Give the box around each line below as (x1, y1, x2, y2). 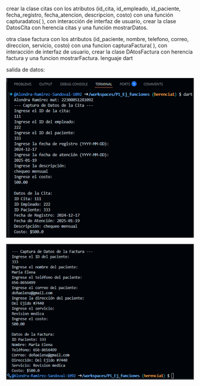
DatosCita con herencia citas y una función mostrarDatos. (6, 24, 148, 31)
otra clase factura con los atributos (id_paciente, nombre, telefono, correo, (6, 36, 189, 42)
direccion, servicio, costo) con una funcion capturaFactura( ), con (6, 42, 168, 49)
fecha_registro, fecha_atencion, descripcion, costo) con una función (6, 11, 174, 18)
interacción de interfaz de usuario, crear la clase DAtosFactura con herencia (6, 48, 193, 55)
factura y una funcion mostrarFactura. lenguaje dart (6, 55, 133, 61)
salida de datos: (6, 66, 45, 73)
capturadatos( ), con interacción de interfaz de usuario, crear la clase (6, 18, 177, 24)
